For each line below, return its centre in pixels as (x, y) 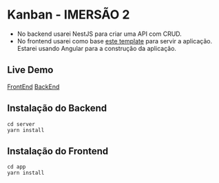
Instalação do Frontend (58, 151)
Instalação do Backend (57, 108)
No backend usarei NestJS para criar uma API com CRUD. (100, 34)
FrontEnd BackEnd (33, 87)
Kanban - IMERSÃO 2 (69, 15)
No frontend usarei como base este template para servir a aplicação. (114, 41)
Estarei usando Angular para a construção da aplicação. (97, 48)
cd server (21, 124)
